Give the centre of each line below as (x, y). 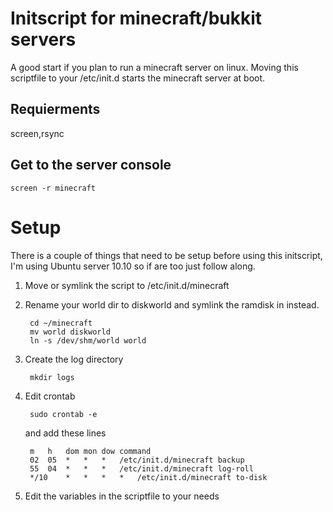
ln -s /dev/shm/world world (88, 340)
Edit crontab (50, 396)
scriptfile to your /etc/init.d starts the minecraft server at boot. (138, 78)
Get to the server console (91, 165)
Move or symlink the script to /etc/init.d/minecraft (127, 285)
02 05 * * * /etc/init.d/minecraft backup (137, 460)
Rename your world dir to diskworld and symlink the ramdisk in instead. (172, 304)
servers (43, 39)
